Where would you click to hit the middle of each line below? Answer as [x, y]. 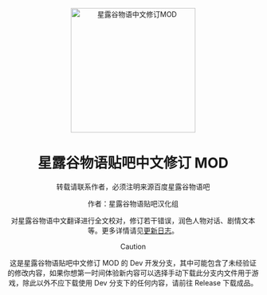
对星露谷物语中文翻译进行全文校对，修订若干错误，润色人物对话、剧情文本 [133, 220]
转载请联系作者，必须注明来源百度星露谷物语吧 [133, 187]
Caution [133, 246]
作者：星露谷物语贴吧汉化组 [133, 203]
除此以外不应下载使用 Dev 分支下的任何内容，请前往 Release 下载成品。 [140, 282]
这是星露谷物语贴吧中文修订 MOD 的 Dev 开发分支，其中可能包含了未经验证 [133, 262]
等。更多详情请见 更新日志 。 [133, 230]
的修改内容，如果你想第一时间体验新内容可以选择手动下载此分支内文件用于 [130, 273]
